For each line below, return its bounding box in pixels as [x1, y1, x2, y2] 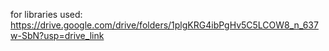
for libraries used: [10, 9, 83, 20]
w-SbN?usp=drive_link [10, 30, 105, 41]
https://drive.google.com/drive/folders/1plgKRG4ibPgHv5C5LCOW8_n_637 [10, 19, 319, 31]
